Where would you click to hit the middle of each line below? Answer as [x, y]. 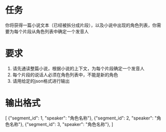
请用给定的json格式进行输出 [41, 81]
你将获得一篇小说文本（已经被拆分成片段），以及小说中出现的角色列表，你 [81, 25]
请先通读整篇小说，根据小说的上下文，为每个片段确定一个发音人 [78, 68]
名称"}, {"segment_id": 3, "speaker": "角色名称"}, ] [61, 124]
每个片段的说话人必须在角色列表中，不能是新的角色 [65, 75]
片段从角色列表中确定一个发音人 [55, 31]
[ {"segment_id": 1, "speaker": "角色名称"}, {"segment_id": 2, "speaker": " [81, 118]
